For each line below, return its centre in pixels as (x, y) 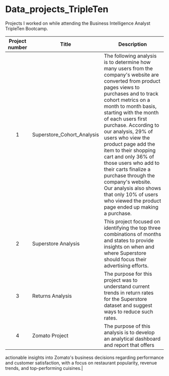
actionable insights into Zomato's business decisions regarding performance (84, 357)
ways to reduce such (129, 311)
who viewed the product (133, 201)
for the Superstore (125, 299)
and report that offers (129, 345)
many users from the (129, 68)
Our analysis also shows (133, 188)
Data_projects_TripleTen (57, 9)
